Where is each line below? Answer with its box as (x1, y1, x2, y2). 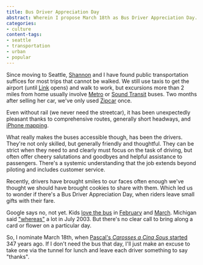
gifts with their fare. (6, 197, 55, 204)
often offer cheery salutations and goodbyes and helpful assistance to (6, 153, 183, 160)
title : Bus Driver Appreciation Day (6, 9, 99, 15)
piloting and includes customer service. (6, 166, 105, 173)
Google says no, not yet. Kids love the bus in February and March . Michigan (6, 208, 197, 216)
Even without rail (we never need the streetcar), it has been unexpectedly (6, 108, 191, 116)
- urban (6, 49, 26, 55)
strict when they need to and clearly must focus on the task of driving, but (6, 146, 193, 154)
